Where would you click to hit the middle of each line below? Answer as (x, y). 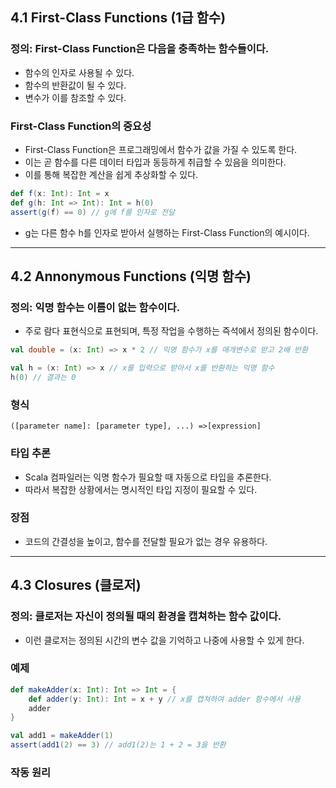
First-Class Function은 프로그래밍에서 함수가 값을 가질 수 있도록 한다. (161, 149)
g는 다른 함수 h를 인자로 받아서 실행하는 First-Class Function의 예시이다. (167, 232)
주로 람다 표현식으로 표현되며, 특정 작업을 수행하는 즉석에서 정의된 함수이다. (171, 331)
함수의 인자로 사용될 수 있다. (79, 72)
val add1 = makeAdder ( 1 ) (62, 736)
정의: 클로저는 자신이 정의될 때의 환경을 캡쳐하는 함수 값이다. (146, 616)
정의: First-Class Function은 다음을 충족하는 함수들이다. (140, 49)
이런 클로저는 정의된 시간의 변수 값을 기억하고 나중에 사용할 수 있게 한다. (164, 640)
